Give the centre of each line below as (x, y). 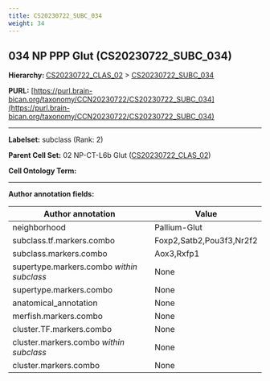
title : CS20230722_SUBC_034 (55, 16)
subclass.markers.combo (60, 254)
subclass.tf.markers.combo (63, 241)
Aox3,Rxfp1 (177, 254)
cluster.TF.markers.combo (62, 329)
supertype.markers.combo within (75, 267)
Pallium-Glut (178, 228)
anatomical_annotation (55, 303)
